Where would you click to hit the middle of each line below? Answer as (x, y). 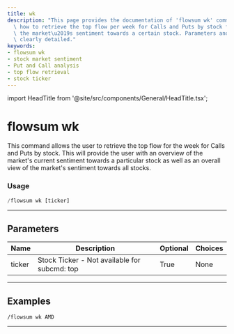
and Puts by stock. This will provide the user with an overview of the (105, 153)
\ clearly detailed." (45, 40)
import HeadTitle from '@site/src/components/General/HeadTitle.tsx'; (108, 98)
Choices (209, 248)
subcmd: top (58, 269)
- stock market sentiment (45, 59)
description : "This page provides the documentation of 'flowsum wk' (110, 20)
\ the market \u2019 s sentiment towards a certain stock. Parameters (115, 33)
